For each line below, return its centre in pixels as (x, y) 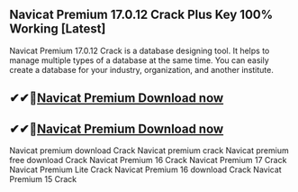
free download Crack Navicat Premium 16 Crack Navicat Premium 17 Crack (148, 160)
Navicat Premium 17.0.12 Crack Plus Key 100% (141, 15)
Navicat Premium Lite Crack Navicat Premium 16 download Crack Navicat (145, 169)
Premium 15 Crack (43, 179)
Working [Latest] (58, 29)
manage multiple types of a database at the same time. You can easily (140, 60)
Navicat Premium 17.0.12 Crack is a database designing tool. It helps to (140, 50)
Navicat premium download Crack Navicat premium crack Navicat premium (149, 151)
